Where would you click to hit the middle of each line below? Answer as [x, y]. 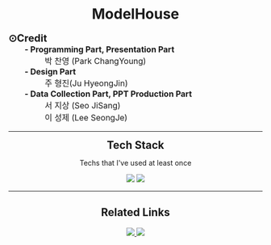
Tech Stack [135, 145]
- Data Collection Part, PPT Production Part [108, 94]
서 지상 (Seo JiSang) [83, 105]
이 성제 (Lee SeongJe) [86, 117]
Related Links [135, 212]
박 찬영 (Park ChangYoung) [96, 61]
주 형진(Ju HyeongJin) [86, 83]
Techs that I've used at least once [135, 163]
